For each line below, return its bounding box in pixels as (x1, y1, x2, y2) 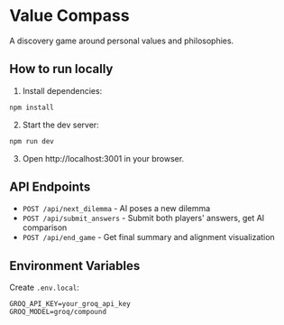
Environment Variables (9, 258, 141, 274)
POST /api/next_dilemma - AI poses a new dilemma (22, 203, 211, 214)
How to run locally (9, 61, 114, 77)
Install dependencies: (22, 85, 103, 96)
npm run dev (9, 136, 54, 145)
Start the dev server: (22, 119, 99, 130)
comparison (22, 222, 68, 233)
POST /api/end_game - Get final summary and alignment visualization (22, 232, 275, 243)
